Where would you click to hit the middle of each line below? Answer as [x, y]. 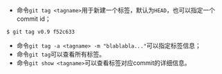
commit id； [34, 19]
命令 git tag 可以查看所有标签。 [61, 54]
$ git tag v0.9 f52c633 [41, 32]
